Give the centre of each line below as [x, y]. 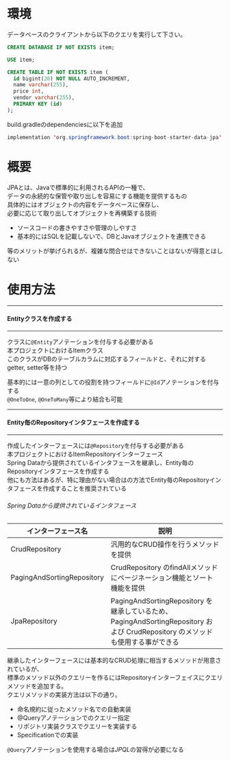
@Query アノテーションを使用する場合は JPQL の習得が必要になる [95, 750]
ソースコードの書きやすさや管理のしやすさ [77, 228]
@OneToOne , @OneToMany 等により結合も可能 [65, 399]
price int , [29, 91]
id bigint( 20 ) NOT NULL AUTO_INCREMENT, [72, 79]
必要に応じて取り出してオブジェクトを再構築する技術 [82, 213]
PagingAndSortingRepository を [162, 601]
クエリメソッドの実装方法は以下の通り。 [64, 695]
